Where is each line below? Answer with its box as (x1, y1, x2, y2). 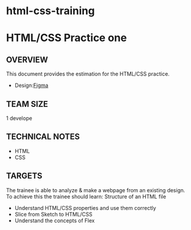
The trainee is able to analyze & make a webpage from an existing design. (6, 186, 186, 193)
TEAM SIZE (6, 99, 48, 109)
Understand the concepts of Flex (14, 217, 95, 224)
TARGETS (6, 171, 42, 181)
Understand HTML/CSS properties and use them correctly (14, 204, 156, 211)
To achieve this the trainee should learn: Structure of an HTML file (6, 193, 166, 200)
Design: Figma (14, 82, 49, 89)
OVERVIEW (6, 54, 48, 64)
